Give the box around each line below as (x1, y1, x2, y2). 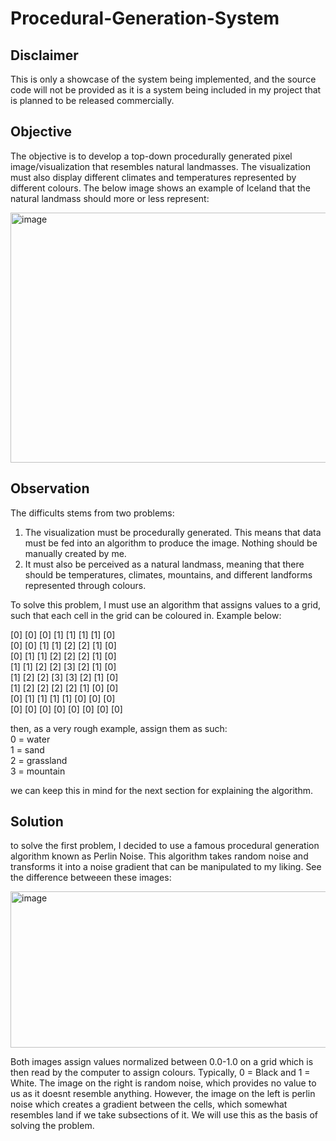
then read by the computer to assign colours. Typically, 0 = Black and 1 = (10, 1067, 311, 1079)
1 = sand (10, 743, 45, 756)
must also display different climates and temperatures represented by (10, 171, 297, 183)
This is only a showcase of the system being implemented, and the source (10, 73, 317, 85)
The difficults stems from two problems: (10, 507, 175, 519)
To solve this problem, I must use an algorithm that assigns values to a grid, (10, 598, 322, 611)
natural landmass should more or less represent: (10, 192, 210, 204)
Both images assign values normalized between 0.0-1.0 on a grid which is (10, 1056, 314, 1068)
